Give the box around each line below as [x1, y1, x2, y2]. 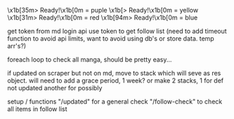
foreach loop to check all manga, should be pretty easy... [7, 55, 172, 64]
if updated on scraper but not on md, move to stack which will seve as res [7, 69, 221, 77]
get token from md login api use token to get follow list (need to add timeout [7, 27, 227, 35]
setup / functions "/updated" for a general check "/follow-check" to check [7, 97, 223, 106]
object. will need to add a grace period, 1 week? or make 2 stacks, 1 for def [7, 76, 224, 85]
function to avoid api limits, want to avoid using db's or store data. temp [7, 34, 214, 43]
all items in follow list [7, 105, 68, 113]
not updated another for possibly [7, 84, 103, 92]
